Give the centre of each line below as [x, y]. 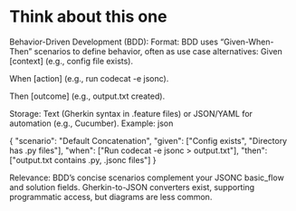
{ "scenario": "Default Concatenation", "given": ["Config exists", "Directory [148, 140]
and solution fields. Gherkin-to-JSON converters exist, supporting [132, 187]
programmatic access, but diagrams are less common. [111, 197]
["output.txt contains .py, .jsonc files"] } [83, 159]
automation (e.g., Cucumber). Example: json [91, 123]
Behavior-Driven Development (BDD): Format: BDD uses [114, 42]
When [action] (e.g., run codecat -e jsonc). [89, 78]
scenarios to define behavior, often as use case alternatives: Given [158, 51]
